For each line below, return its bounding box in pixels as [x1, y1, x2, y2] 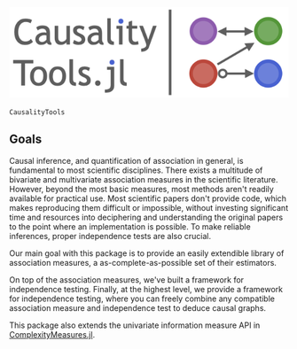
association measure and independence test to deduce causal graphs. [9, 302, 267, 313]
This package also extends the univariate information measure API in [9, 320, 261, 330]
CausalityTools [9, 108, 66, 117]
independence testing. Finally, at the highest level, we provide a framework [9, 283, 284, 294]
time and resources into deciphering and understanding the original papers [9, 212, 284, 222]
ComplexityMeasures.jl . [9, 329, 96, 339]
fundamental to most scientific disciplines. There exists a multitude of [9, 165, 263, 175]
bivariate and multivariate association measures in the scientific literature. [9, 174, 278, 184]
